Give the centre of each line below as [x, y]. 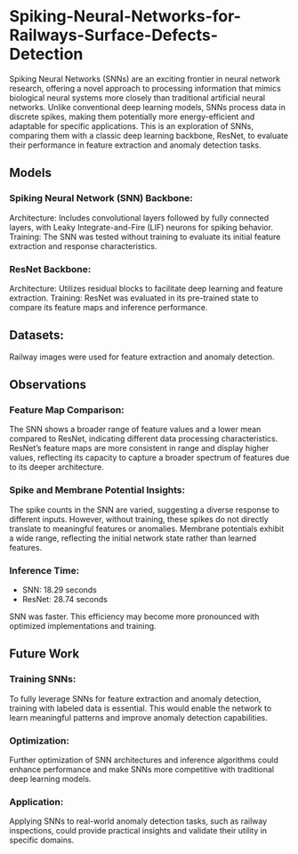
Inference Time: [44, 570]
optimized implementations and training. [83, 626]
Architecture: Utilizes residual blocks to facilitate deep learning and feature [146, 288]
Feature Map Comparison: [67, 410]
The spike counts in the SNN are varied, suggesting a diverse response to [145, 510]
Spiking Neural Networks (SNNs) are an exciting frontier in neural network [145, 78]
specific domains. [42, 840]
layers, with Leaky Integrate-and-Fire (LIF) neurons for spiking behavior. [141, 227]
